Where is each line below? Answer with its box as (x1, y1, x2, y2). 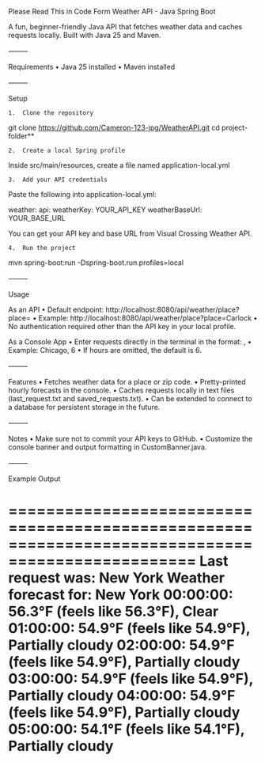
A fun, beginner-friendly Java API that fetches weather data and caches (8, 22, 243, 31)
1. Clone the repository (8, 109, 93, 117)
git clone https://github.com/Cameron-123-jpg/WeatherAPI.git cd (8, 123, 220, 132)
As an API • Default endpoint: (8, 305, 104, 314)
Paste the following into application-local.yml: (8, 190, 157, 199)
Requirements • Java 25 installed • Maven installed (8, 63, 176, 71)
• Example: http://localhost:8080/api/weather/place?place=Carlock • (32, 313, 258, 323)
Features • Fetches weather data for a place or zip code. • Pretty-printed (8, 377, 247, 386)
